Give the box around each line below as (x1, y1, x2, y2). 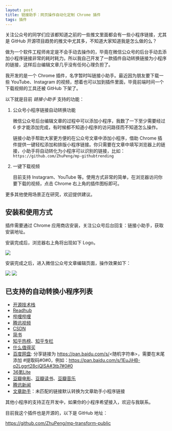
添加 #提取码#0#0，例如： (12, 357, 69, 363)
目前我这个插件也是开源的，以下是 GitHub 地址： (5, 410, 108, 416)
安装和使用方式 (5, 208, 53, 216)
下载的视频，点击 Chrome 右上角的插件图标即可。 (17, 180, 122, 187)
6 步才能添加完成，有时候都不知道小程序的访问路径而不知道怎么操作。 (12, 124, 161, 130)
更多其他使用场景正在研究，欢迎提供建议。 (5, 191, 95, 197)
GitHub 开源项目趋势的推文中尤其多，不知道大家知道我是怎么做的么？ (11, 38, 157, 44)
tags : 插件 (5, 17, 27, 22)
